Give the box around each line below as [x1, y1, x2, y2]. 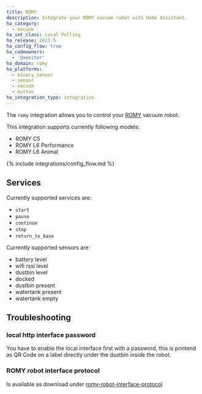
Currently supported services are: [6, 194, 92, 201]
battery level [15, 256, 47, 263]
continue [15, 220, 38, 226]
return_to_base [15, 233, 54, 239]
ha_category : [6, 20, 40, 26]
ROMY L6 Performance [15, 142, 74, 149]
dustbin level [15, 268, 48, 276]
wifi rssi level [15, 262, 48, 270]
